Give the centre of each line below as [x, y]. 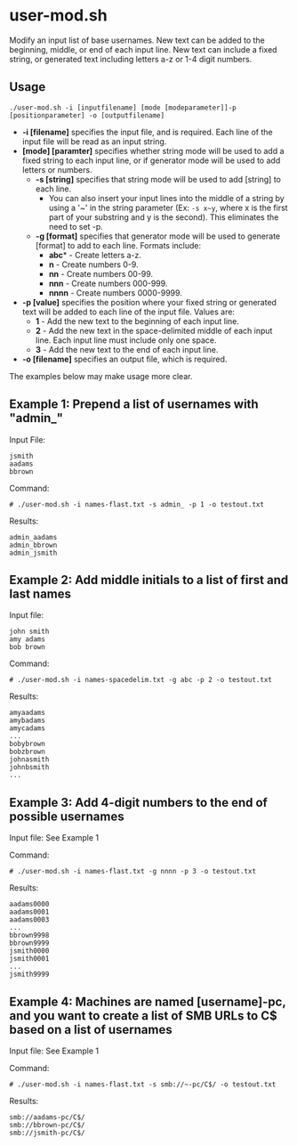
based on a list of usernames [91, 1029]
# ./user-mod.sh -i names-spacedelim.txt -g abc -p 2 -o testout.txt [141, 680]
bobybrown [28, 744]
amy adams [28, 639]
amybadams [28, 721]
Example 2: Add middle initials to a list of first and [149, 580]
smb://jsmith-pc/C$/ [48, 1133]
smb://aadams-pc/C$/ [48, 1118]
